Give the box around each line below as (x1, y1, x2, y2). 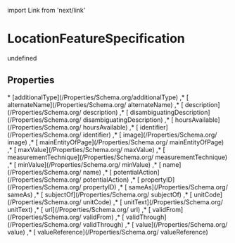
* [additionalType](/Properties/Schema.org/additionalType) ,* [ (7, 93, 189, 101)
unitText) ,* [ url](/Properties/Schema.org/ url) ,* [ (7, 205, 151, 213)
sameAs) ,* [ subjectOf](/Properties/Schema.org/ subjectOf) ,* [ (7, 190, 192, 199)
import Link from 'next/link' (7, 6, 86, 14)
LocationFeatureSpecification (7, 31, 185, 46)
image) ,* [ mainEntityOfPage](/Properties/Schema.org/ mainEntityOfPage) (7, 137, 224, 147)
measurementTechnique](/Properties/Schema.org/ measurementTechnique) (7, 153, 228, 161)
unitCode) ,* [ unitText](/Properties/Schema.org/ (82, 197, 224, 206)
